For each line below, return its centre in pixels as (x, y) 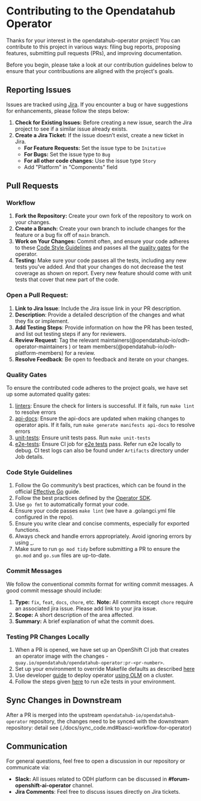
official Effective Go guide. (48, 492)
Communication (37, 747)
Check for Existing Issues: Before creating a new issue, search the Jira (103, 122)
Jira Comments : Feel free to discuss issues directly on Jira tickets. (97, 791)
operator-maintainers (41, 347)
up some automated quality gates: (48, 395)
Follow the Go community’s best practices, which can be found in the (100, 485)
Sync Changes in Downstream (64, 701)
